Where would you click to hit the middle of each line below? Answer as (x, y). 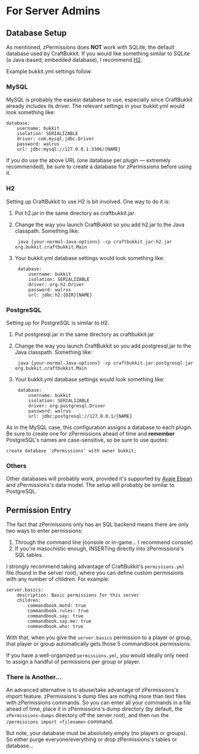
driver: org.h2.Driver (56, 284)
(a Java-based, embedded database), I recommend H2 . (74, 60)
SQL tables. (29, 555)
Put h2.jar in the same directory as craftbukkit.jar (75, 213)
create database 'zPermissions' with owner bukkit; (71, 450)
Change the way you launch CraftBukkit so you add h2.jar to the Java (99, 224)
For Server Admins (53, 11)
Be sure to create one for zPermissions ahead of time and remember (91, 433)
